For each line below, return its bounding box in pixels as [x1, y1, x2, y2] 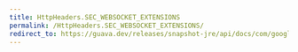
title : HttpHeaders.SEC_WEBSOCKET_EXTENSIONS [9, 12, 180, 22]
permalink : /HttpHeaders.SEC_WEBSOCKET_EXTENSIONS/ [9, 21, 204, 30]
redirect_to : [9, 29, 58, 38]
